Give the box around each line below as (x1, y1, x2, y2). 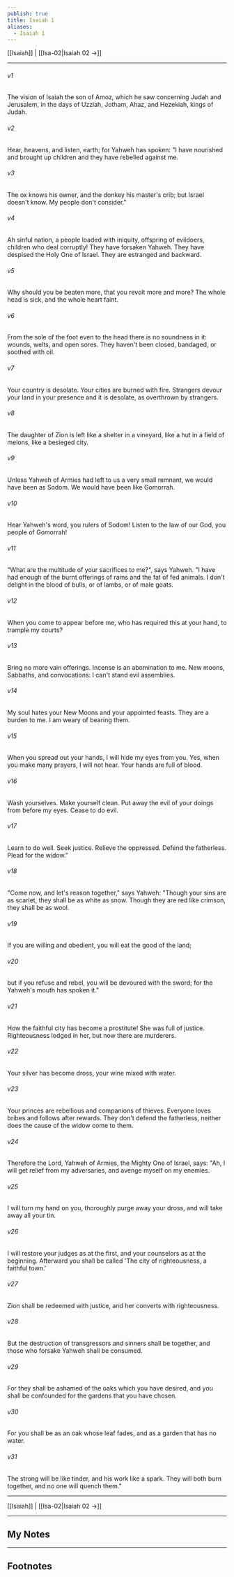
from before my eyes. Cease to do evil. (7, 806, 118, 814)
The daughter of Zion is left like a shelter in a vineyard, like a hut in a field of (7, 430, 225, 439)
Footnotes (7, 1560, 52, 1572)
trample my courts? (7, 626, 63, 634)
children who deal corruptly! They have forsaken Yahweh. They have (7, 243, 205, 251)
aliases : (7, 23, 33, 30)
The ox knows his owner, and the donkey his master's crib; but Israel (7, 190, 204, 199)
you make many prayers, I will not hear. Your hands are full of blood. (7, 761, 203, 769)
